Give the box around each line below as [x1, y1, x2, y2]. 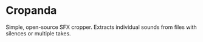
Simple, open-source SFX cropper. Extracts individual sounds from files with [5, 23, 197, 31]
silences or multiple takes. [5, 29, 71, 37]
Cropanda [5, 4, 57, 17]
